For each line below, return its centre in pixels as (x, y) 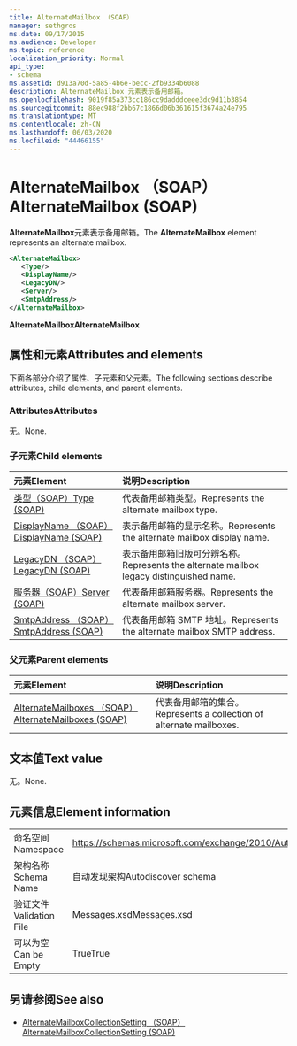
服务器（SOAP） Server (62, 592)
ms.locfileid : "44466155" (57, 141)
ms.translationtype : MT (53, 116)
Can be (29, 955)
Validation (34, 916)
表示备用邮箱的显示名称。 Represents (199, 526)
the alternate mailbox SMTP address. (199, 632)
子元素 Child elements (56, 456)
